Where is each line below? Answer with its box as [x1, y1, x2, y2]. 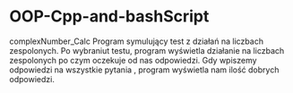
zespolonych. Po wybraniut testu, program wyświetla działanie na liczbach [9, 45, 285, 55]
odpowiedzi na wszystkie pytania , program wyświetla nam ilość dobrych [9, 64, 280, 75]
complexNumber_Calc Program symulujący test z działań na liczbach [9, 36, 264, 46]
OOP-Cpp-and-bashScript [9, 6, 210, 27]
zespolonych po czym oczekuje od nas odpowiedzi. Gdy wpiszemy [9, 55, 257, 65]
